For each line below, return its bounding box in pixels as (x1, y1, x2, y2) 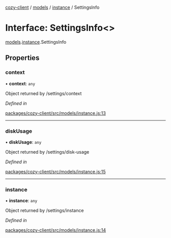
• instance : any (5, 198, 38, 204)
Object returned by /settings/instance (5, 207, 84, 214)
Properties (5, 53, 40, 63)
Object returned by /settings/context (5, 90, 82, 96)
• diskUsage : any (5, 139, 42, 145)
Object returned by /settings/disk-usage (5, 148, 90, 155)
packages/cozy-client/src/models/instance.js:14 (5, 227, 106, 233)
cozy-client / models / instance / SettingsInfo (5, 5, 100, 10)
